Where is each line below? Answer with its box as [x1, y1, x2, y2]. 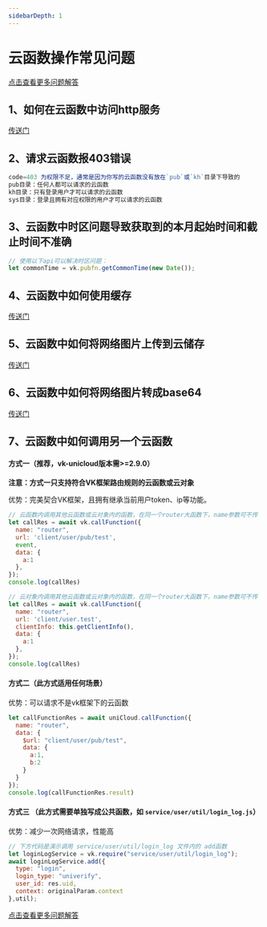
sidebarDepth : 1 [8, 11, 63, 20]
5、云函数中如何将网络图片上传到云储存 [8, 337, 205, 351]
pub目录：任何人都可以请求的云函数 [8, 181, 109, 189]
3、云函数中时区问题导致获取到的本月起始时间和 [8, 220, 247, 234]
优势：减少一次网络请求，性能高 [8, 826, 114, 836]
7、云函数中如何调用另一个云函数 [8, 435, 173, 449]
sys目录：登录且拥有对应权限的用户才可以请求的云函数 [8, 195, 163, 203]
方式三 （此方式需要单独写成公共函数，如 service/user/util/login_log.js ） [8, 807, 261, 817]
